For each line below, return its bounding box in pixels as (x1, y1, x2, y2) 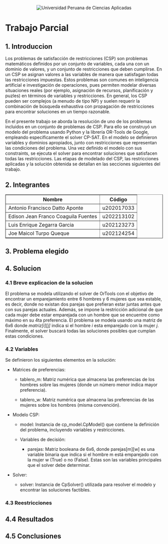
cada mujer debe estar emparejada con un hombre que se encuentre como (5, 312, 160, 318)
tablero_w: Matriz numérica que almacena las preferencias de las (19, 397, 154, 403)
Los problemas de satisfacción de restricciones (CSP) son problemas (5, 56, 148, 61)
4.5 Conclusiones (5, 531, 61, 540)
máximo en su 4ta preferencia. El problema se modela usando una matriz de (5, 317, 162, 323)
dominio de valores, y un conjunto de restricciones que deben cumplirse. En (5, 66, 162, 72)
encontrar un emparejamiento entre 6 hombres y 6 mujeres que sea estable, (5, 296, 162, 302)
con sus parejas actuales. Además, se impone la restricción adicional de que (5, 306, 163, 313)
